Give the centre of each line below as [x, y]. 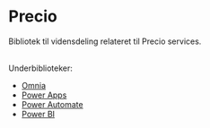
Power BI [38, 114]
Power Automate [52, 104]
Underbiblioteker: [41, 68]
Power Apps [44, 95]
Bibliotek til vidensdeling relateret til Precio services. [105, 41]
